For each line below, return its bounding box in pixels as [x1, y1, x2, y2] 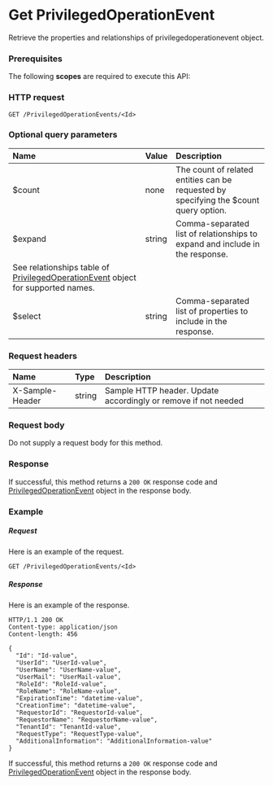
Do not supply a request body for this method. [8, 438, 163, 448]
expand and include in [175, 238, 260, 249]
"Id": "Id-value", [15, 651, 79, 660]
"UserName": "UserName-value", [15, 665, 122, 673]
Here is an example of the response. [8, 600, 130, 610]
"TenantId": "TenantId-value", [15, 722, 122, 730]
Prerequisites [8, 53, 63, 64]
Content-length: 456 [8, 629, 79, 638]
